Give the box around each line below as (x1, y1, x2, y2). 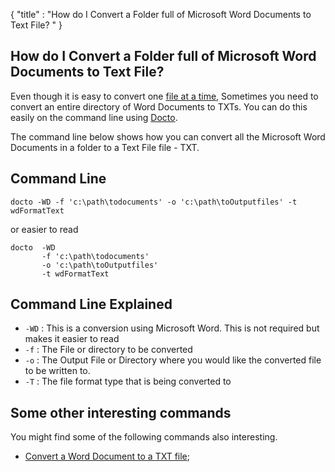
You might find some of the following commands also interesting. (10, 431, 278, 443)
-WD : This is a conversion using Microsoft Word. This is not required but (24, 322, 320, 334)
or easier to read (10, 223, 79, 235)
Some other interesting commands (10, 404, 232, 421)
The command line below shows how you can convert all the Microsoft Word (10, 130, 326, 143)
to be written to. (24, 365, 91, 377)
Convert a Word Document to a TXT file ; (24, 450, 191, 463)
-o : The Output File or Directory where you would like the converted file (24, 354, 322, 366)
